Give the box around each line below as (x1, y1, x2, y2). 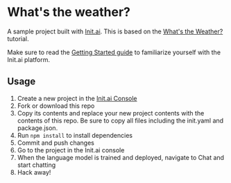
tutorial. (7, 34, 29, 42)
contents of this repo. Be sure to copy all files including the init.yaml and (17, 116, 224, 125)
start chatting (17, 161, 56, 169)
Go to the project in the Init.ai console (17, 145, 125, 154)
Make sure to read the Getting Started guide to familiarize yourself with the (7, 48, 221, 56)
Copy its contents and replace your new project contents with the (17, 109, 205, 117)
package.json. (17, 123, 58, 132)
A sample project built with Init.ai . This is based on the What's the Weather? (7, 27, 223, 35)
